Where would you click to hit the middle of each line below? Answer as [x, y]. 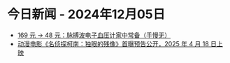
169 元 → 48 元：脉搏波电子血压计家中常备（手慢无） [94, 35]
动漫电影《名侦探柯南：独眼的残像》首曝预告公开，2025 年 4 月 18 [113, 43]
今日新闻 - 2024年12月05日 [86, 14]
